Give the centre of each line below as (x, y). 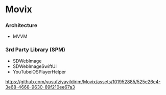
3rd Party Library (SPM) (35, 50)
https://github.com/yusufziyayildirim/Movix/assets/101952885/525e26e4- (83, 81)
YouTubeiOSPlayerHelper (39, 72)
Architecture (21, 26)
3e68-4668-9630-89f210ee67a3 (40, 87)
